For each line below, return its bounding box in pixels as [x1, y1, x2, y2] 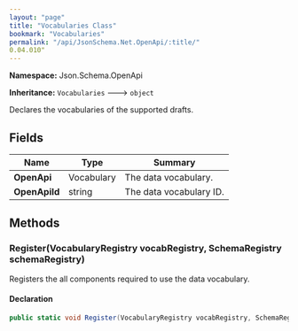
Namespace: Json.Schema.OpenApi [9, 70, 144, 81]
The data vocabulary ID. [124, 185, 224, 197]
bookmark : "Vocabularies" [9, 29, 105, 38]
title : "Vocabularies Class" [9, 21, 117, 30]
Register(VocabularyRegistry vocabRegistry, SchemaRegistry [9, 242, 282, 255]
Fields [9, 130, 44, 145]
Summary [153, 156, 196, 168]
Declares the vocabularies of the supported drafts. [9, 104, 193, 115]
